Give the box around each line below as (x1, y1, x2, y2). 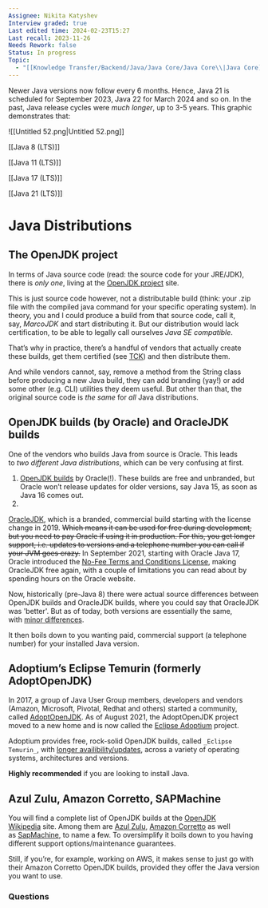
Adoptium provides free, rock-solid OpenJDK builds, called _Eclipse (8, 736, 233, 746)
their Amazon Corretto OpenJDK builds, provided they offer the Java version (8, 862, 260, 872)
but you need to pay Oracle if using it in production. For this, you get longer (8, 531, 255, 540)
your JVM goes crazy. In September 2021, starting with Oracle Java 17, (8, 548, 241, 558)
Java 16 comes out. (19, 490, 84, 500)
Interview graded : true (8, 19, 88, 27)
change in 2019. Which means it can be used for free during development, (8, 523, 253, 532)
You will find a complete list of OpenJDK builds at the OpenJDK (8, 813, 217, 823)
